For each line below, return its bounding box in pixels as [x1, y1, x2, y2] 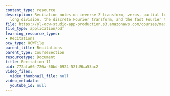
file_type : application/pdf [5, 26, 65, 31]
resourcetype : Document [5, 54, 56, 60]
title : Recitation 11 [5, 59, 51, 65]
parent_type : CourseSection [5, 50, 65, 55]
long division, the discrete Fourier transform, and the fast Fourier [10, 17, 162, 22]
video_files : [5, 69, 33, 74]
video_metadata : [5, 78, 39, 83]
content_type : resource [5, 7, 56, 13]
